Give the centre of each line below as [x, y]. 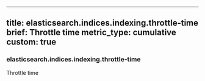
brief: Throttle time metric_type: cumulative [92, 33]
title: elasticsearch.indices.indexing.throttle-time [103, 23]
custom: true [31, 42]
